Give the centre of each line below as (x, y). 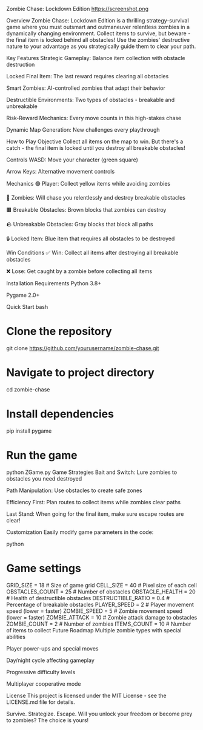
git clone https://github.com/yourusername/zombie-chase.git (83, 348)
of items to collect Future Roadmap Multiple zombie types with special (94, 630)
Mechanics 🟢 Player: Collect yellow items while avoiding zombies (88, 184)
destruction (21, 64)
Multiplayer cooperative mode (44, 684)
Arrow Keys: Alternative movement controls (61, 171)
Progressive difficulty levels (41, 672)
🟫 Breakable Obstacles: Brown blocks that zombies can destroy (86, 210)
